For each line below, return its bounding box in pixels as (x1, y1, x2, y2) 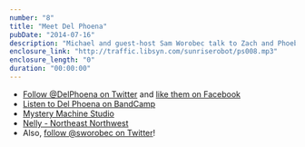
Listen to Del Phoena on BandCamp (22, 98, 156, 109)
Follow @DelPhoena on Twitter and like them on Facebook (22, 88, 241, 100)
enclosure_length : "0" (9, 55, 95, 64)
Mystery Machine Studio (22, 108, 115, 119)
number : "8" (9, 13, 54, 23)
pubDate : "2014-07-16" (9, 30, 95, 39)
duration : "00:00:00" (9, 64, 92, 73)
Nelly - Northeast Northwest (22, 117, 129, 128)
